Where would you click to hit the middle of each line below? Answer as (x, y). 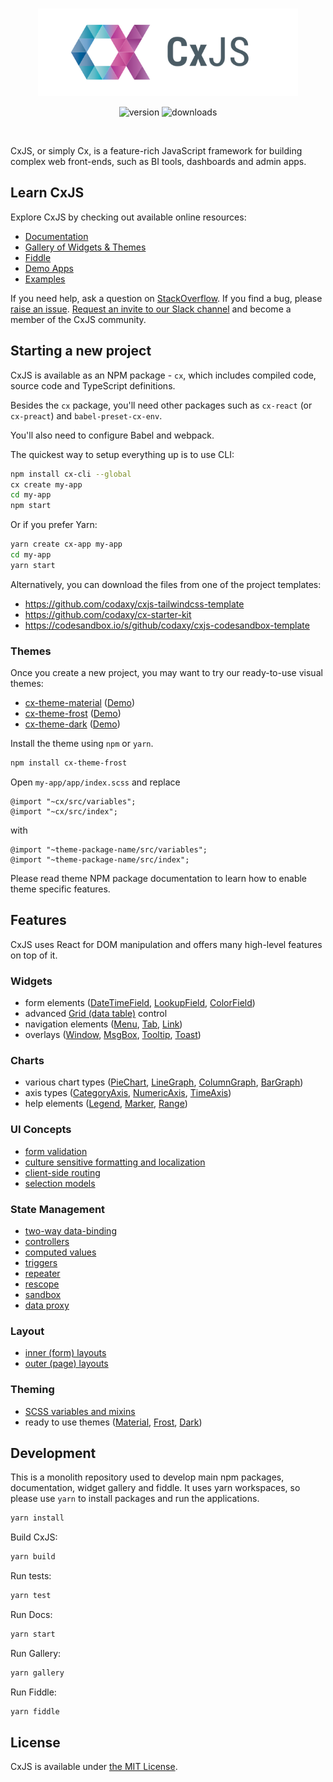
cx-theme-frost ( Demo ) (73, 714)
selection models (60, 1183)
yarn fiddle (35, 1711)
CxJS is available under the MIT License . (94, 1767)
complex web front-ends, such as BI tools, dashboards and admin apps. (158, 161)
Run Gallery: (36, 1653)
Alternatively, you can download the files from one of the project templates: (166, 584)
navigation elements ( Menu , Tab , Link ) (103, 1024)
